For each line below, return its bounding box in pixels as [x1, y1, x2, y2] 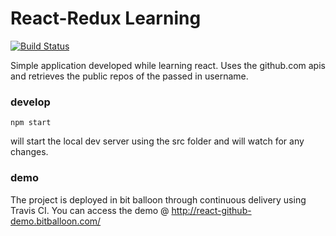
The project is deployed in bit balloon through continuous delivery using [10, 193, 307, 206]
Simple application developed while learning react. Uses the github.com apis [10, 59, 326, 71]
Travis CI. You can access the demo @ [10, 204, 170, 216]
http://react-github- [171, 204, 252, 216]
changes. [10, 146, 49, 158]
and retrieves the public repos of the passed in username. [10, 70, 249, 82]
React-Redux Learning [10, 7, 202, 30]
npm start [10, 118, 52, 128]
